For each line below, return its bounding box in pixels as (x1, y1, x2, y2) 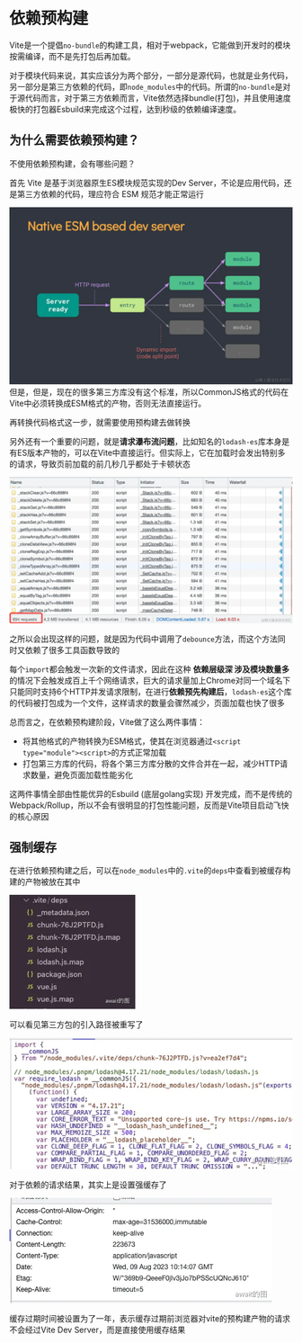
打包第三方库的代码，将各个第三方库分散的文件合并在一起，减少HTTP (22, 757, 280, 769)
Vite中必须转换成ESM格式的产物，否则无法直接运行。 (9, 398, 207, 408)
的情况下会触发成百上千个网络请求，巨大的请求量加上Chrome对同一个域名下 (9, 675, 291, 685)
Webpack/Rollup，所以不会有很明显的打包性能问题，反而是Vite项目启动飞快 (9, 800, 289, 810)
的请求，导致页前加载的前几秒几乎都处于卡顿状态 (9, 458, 191, 469)
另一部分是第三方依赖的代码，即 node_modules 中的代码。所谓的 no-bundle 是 (9, 81, 283, 92)
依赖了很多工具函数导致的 (24, 644, 120, 655)
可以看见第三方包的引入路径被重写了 (9, 1019, 144, 1030)
